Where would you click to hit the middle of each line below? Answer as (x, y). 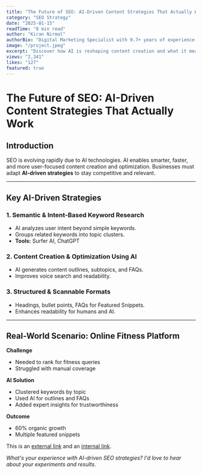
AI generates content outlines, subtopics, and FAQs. (79, 270)
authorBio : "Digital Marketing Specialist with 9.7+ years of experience (101, 40)
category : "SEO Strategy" (38, 18)
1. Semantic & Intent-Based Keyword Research (75, 215)
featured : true (25, 68)
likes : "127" (23, 62)
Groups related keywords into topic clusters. (70, 235)
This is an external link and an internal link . (59, 446)
